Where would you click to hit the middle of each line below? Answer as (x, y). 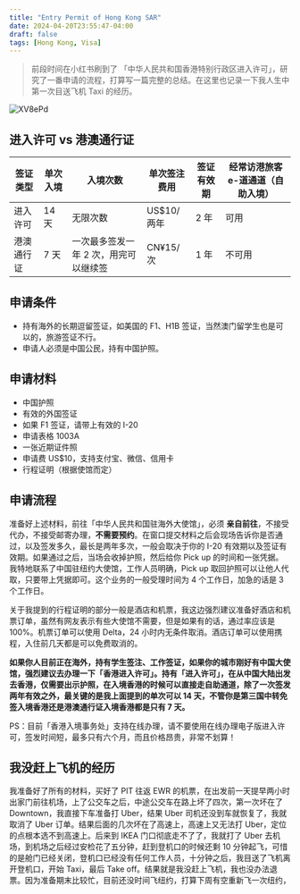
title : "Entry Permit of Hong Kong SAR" (86, 17)
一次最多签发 (99, 241)
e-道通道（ (251, 181)
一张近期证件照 (50, 447)
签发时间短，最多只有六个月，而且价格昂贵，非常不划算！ (130, 737)
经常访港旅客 (256, 167)
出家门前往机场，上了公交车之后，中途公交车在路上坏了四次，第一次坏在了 (146, 802)
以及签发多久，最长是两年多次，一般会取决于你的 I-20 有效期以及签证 (152, 545)
